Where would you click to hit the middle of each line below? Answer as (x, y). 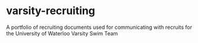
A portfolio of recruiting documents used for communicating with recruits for (99, 27)
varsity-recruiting (51, 11)
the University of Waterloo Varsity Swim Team (62, 33)
